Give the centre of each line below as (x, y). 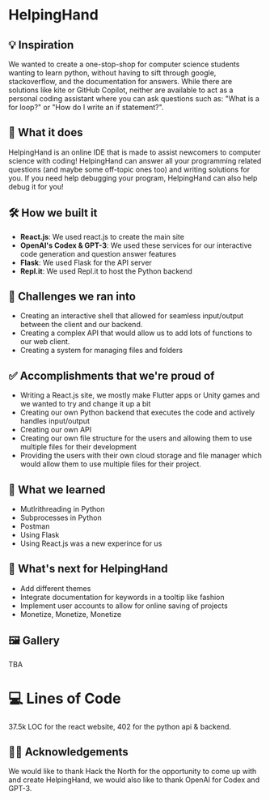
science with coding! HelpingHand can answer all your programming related (135, 160)
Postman (35, 526)
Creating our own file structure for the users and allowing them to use (136, 438)
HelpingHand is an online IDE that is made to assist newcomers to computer (135, 152)
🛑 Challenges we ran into (72, 297)
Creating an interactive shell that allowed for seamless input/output (132, 316)
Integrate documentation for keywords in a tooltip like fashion (122, 597)
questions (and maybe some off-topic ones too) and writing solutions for (129, 169)
